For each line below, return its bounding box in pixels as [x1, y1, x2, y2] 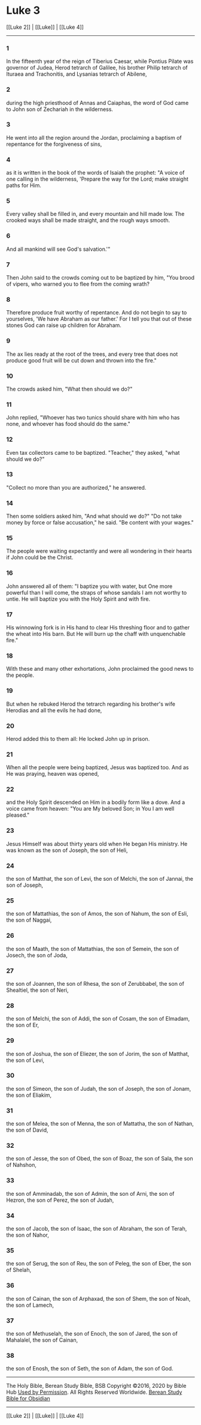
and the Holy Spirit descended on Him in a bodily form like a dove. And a [6, 799, 185, 806]
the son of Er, [6, 1021, 39, 1029]
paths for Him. [6, 182, 42, 189]
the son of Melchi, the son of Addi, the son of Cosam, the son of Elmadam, [6, 1015, 190, 1022]
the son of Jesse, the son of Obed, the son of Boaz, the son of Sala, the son [6, 1155, 193, 1162]
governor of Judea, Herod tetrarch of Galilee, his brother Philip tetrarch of [6, 64, 188, 71]
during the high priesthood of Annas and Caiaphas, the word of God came [6, 99, 189, 106]
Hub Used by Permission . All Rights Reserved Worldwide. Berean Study [6, 1388, 182, 1396]
